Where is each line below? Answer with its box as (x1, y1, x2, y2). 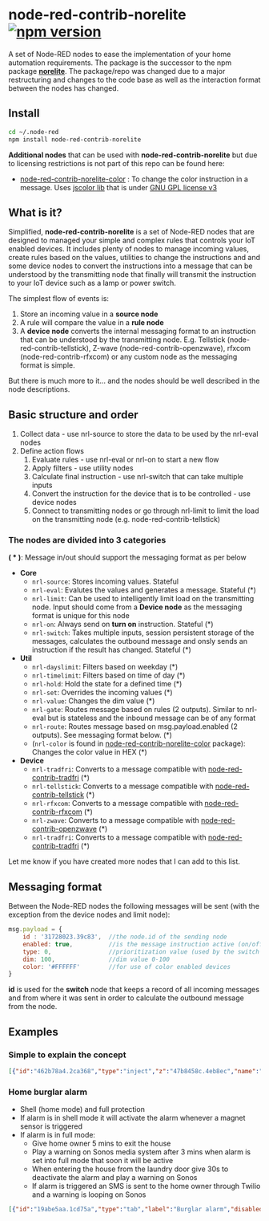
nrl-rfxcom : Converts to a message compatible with (31, 799, 203, 808)
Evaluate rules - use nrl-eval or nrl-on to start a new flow (31, 455, 219, 465)
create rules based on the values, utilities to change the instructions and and (8, 253, 261, 263)
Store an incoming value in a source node (19, 309, 159, 319)
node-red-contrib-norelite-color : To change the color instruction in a (19, 174, 248, 184)
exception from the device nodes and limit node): (8, 910, 171, 920)
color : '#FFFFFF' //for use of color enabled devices (22, 963, 231, 971)
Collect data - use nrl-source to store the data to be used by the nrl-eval (19, 429, 259, 439)
